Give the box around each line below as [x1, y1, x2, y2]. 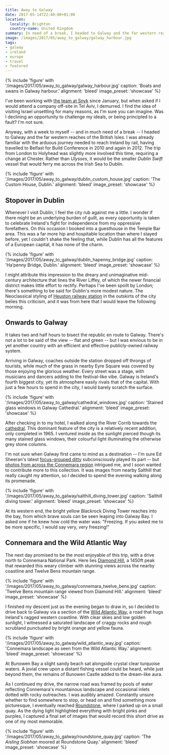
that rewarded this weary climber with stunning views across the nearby [5, 562, 155, 569]
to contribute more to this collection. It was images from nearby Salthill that [5, 467, 161, 473]
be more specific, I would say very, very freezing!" [5, 524, 110, 530]
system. [5, 348, 22, 354]
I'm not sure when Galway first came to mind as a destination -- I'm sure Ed [5, 451, 162, 457]
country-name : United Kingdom [10, 26, 73, 31]
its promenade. [5, 478, 37, 484]
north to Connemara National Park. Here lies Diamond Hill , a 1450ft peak [5, 557, 155, 563]
